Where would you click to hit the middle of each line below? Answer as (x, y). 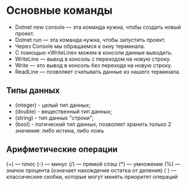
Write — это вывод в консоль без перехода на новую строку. (93, 65)
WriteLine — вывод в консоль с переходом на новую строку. (93, 59)
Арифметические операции (62, 150)
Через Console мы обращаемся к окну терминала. (80, 46)
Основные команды (60, 10)
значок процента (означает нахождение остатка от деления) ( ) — (91, 170)
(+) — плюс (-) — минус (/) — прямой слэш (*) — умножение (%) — (93, 164)
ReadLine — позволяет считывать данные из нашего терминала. (98, 71)
